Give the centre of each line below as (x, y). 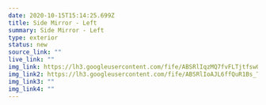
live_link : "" (32, 60)
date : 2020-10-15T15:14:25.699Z (61, 15)
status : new (28, 45)
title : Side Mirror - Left (53, 23)
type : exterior (33, 37)
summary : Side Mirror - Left (56, 30)
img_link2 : (26, 74)
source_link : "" (35, 52)
